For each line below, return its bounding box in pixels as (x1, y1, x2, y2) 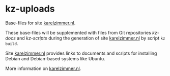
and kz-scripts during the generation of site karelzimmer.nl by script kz (17, 35, 165, 41)
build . (5, 40, 18, 46)
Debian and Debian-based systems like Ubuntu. (5, 55, 105, 61)
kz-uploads (5, 3, 55, 15)
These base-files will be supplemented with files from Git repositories (5, 29, 151, 35)
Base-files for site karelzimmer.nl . (5, 20, 76, 26)
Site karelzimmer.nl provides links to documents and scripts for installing (5, 50, 157, 56)
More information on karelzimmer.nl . (5, 65, 81, 71)
